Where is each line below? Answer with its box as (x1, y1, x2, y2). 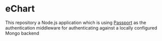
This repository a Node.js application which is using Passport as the (5, 19, 146, 25)
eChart (5, 3, 35, 14)
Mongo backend (5, 30, 39, 36)
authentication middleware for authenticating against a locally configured (5, 24, 157, 30)
